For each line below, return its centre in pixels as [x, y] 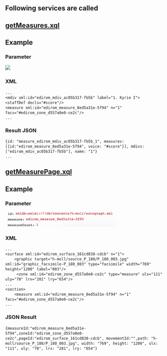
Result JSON [21, 130]
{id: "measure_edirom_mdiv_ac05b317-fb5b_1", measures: [65, 141]
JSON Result [21, 317]
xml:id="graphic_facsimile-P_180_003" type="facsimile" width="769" [78, 264]
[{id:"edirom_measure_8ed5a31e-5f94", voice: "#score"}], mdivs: [75, 147]
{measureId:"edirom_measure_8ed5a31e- [46, 328]
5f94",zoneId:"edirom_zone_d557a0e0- [45, 333]
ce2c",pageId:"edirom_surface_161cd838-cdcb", [55, 338]
